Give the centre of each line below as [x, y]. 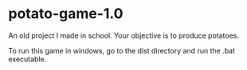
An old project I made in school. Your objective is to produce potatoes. [123, 35]
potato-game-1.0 [66, 14]
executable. [27, 59]
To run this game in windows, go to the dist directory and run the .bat [122, 50]
